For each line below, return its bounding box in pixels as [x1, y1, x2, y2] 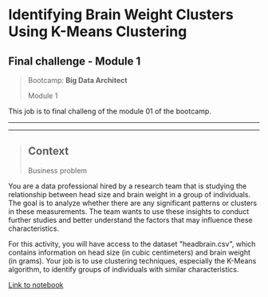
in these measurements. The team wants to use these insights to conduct [8, 206, 250, 216]
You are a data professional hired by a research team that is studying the [8, 181, 247, 191]
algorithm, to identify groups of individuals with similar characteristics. [8, 264, 239, 274]
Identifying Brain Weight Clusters [8, 6, 234, 24]
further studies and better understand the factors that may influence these [8, 215, 253, 224]
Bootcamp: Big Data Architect [27, 76, 128, 85]
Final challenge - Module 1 [8, 54, 141, 68]
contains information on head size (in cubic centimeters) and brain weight [8, 247, 251, 257]
